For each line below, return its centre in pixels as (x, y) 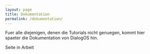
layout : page (19, 10)
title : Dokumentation (27, 14)
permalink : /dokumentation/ (34, 19)
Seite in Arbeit (20, 48)
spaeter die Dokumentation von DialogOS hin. (51, 38)
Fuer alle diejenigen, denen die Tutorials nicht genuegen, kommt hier (75, 33)
